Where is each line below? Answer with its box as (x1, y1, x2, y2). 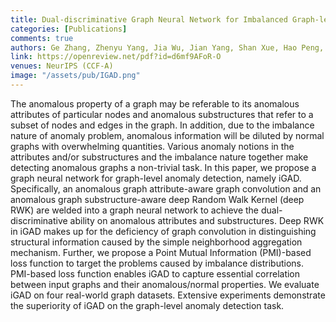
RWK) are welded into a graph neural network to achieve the (10, 204, 260, 216)
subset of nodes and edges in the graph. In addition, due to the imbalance (10, 119, 315, 131)
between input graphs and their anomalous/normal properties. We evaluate (10, 278, 320, 290)
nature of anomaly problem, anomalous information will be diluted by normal (10, 129, 325, 141)
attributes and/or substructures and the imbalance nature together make (10, 151, 309, 163)
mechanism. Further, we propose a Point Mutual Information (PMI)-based (10, 246, 312, 258)
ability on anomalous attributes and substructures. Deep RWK (69, 214, 325, 226)
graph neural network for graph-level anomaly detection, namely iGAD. (10, 172, 302, 184)
